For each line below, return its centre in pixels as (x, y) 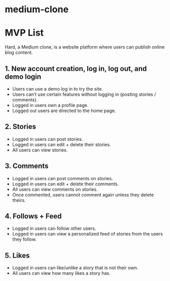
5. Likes (17, 255)
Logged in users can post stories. (47, 139)
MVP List (24, 33)
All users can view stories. (40, 150)
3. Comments (27, 166)
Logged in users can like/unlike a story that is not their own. (75, 268)
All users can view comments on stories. (55, 189)
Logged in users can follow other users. (54, 228)
